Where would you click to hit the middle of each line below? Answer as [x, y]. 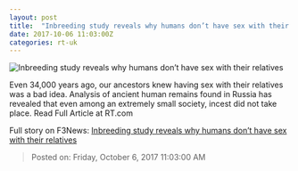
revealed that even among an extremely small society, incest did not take [143, 104]
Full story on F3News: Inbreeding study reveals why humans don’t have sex [148, 131]
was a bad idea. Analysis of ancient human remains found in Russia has [141, 94]
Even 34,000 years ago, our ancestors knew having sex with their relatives [146, 85]
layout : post [33, 17]
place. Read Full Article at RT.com [71, 113]
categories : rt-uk [43, 42]
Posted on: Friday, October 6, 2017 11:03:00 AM [118, 158]
